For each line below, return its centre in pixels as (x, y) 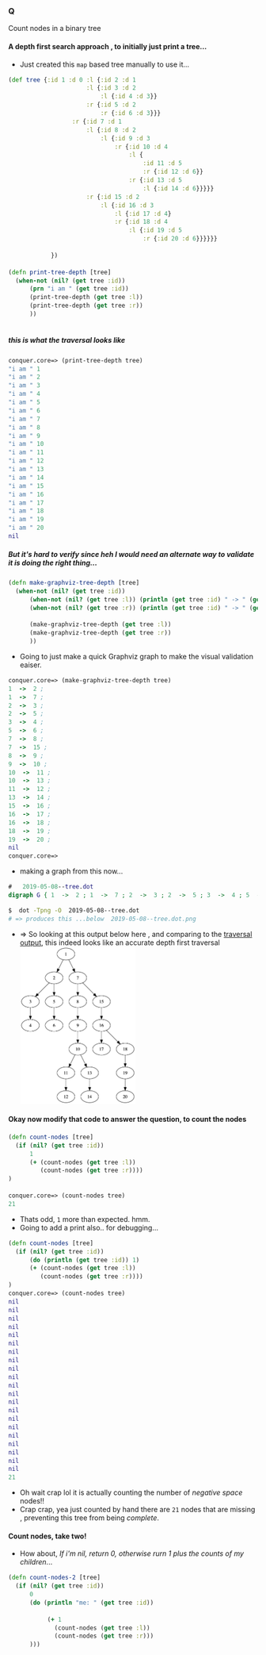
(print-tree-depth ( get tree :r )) (86, 306)
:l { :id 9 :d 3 (125, 138)
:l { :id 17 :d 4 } (143, 213)
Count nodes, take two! (47, 1536)
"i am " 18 (26, 511)
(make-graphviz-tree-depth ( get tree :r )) (100, 633)
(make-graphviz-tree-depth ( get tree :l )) (100, 624)
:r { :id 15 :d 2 (113, 197)
